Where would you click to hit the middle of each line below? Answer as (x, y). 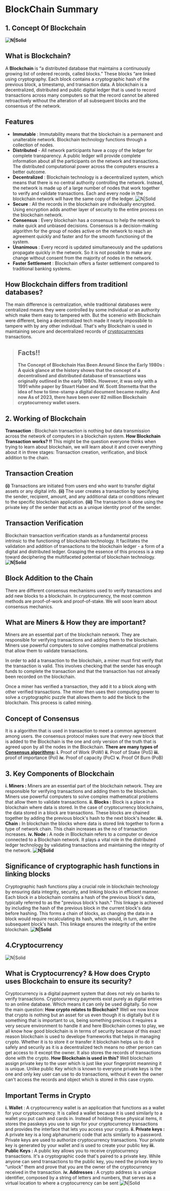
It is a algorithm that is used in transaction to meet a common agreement (81, 731)
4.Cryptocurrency (34, 945)
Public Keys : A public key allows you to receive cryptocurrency (72, 1151)
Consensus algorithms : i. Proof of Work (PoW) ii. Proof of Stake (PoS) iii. (82, 752)
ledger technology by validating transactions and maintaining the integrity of (85, 845)
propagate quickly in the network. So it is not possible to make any (82, 252)
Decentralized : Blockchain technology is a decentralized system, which (88, 177)
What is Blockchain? (38, 56)
